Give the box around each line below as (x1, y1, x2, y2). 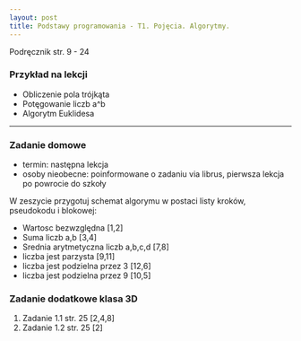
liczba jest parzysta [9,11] (21, 251, 116, 262)
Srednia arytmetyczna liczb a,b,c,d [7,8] (21, 241, 170, 252)
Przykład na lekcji (9, 68, 88, 81)
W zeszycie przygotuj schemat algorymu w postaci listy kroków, (9, 196, 246, 206)
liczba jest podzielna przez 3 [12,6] (21, 261, 151, 272)
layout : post (9, 13, 58, 22)
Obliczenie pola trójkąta (21, 89, 110, 100)
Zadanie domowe (9, 138, 87, 151)
